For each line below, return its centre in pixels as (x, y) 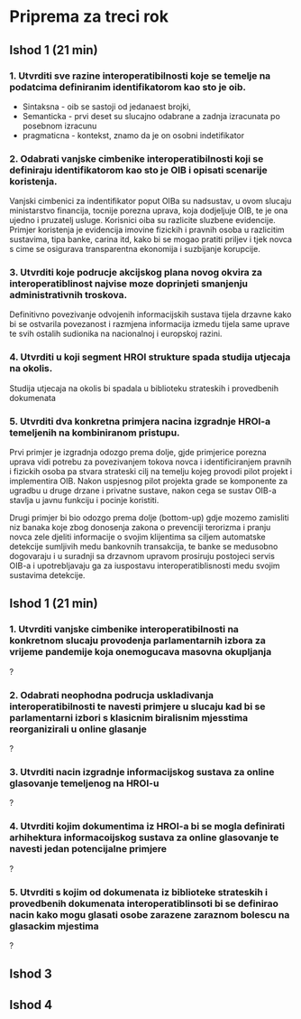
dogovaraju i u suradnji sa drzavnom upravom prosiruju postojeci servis (142, 556)
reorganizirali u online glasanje (78, 729)
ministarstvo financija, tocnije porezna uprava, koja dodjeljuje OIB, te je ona (149, 210)
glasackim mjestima (54, 926)
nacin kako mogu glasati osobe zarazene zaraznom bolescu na (150, 914)
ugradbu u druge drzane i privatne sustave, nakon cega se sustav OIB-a (143, 491)
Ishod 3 (31, 974)
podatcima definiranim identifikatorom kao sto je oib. (128, 87)
